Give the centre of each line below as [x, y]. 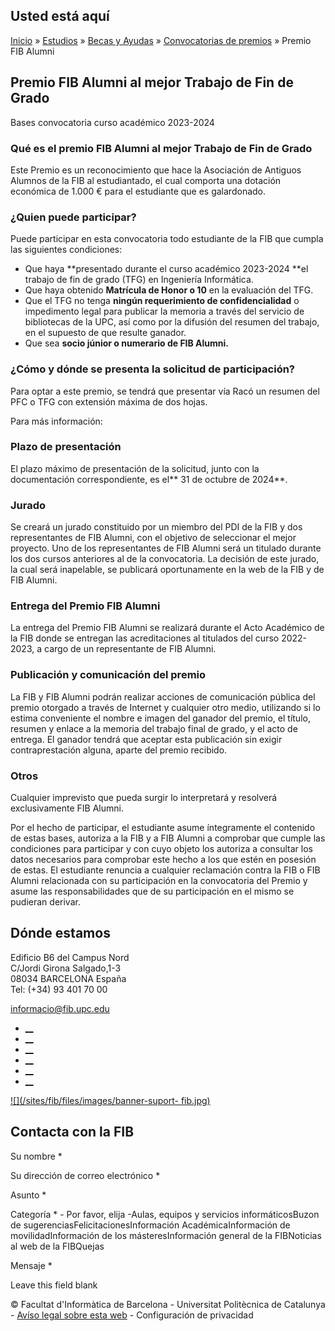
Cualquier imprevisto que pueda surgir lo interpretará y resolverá [144, 797]
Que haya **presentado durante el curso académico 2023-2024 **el [166, 269]
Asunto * [28, 1195]
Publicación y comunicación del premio [108, 675]
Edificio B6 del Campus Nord [70, 957]
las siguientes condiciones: [66, 250]
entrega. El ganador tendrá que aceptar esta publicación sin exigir [146, 739]
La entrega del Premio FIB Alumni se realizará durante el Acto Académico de [167, 628]
